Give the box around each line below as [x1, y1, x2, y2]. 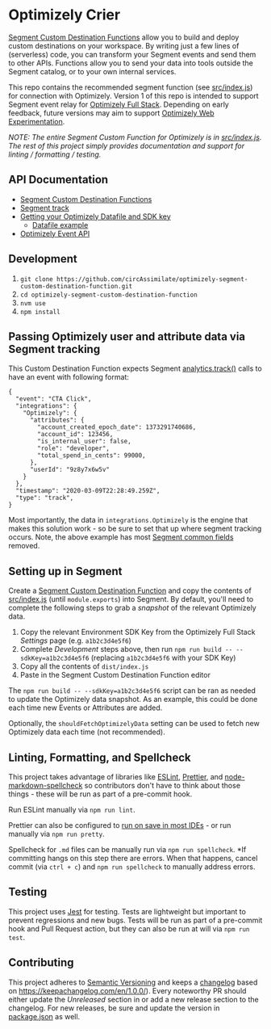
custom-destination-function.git [19, 282, 133, 290]
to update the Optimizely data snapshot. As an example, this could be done [8, 695, 258, 704]
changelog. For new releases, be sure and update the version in [8, 1003, 220, 1013]
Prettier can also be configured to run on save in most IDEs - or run [8, 821, 231, 829]
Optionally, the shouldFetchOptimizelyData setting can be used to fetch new [8, 719, 260, 729]
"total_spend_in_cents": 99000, [37, 451, 147, 460]
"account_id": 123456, [37, 430, 114, 439]
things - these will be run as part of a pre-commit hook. [8, 789, 193, 799]
